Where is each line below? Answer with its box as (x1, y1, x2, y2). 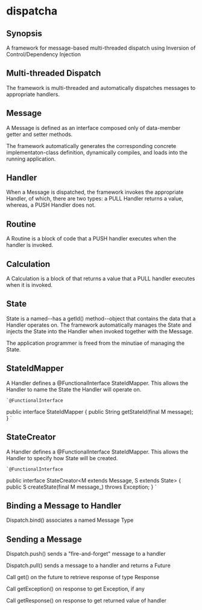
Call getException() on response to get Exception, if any (6, 585, 145, 592)
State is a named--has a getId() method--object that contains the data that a (6, 315, 196, 322)
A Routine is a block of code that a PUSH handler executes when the (6, 235, 177, 242)
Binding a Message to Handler (6, 500, 122, 511)
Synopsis (6, 28, 42, 39)
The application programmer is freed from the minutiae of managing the (6, 339, 185, 347)
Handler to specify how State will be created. (6, 454, 118, 461)
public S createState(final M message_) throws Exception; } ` (6, 483, 157, 490)
